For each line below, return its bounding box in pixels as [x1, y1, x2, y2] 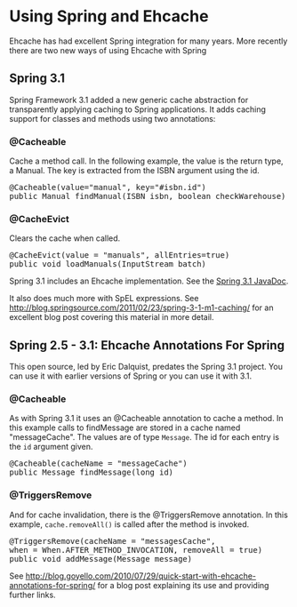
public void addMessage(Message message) [9, 554, 193, 563]
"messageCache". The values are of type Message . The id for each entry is [9, 432, 280, 443]
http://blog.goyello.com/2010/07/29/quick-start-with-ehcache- [25, 571, 256, 581]
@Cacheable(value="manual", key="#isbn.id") [9, 182, 207, 193]
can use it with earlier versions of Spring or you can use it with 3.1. [9, 371, 253, 381]
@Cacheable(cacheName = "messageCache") [9, 459, 189, 468]
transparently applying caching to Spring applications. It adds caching [9, 104, 267, 115]
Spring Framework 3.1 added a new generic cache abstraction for [9, 94, 249, 105]
